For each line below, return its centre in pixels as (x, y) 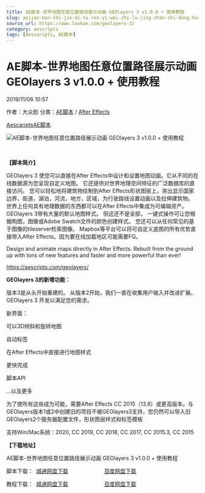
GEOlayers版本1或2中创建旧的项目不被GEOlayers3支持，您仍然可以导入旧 (99, 412)
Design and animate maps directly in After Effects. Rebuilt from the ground (100, 249)
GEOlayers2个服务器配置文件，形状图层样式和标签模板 (75, 419)
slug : (13, 18)
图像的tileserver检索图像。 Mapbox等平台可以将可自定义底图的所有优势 (101, 229)
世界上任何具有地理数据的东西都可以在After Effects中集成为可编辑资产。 (97, 206)
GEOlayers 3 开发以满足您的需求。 (49, 300)
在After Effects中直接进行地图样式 (49, 352)
